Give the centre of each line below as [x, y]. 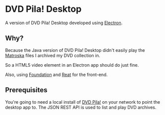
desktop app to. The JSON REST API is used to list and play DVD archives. [81, 107]
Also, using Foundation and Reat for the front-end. [56, 75]
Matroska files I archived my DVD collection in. [53, 55]
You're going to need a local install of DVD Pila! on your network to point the [83, 102]
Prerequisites [26, 90]
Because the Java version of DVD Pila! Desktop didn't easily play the [75, 50]
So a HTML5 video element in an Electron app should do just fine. [72, 65]
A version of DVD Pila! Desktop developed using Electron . [64, 23]
